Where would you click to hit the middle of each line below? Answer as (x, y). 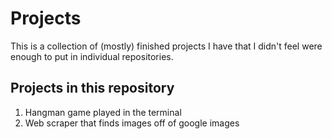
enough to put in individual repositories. (92, 56)
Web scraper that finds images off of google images (132, 123)
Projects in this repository (92, 88)
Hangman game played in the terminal (103, 112)
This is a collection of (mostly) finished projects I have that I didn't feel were (166, 46)
